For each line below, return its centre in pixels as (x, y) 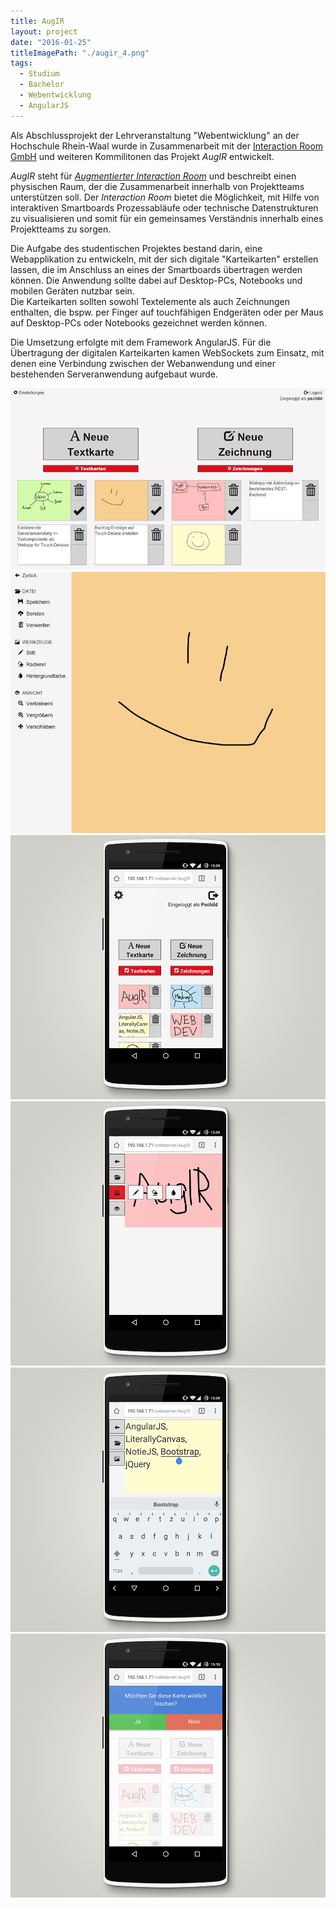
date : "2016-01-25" (51, 42)
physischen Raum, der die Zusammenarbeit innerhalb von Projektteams (157, 186)
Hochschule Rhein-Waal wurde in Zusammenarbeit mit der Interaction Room (167, 146)
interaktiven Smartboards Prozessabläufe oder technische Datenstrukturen (164, 207)
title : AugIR (37, 21)
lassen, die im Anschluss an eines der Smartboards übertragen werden (156, 269)
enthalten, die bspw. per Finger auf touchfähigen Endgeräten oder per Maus (167, 312)
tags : (21, 63)
